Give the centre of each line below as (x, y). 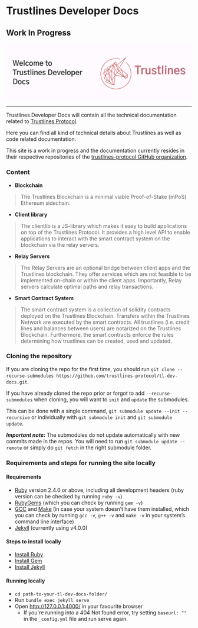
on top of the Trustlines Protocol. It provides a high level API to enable (105, 232)
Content (18, 172)
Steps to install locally (34, 541)
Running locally (26, 581)
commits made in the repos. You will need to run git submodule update (92, 441)
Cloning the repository (39, 356)
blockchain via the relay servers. (60, 244)
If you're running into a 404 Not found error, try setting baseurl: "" (105, 613)
